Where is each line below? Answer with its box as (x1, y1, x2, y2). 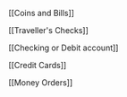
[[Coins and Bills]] (8, 8, 75, 18)
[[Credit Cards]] (8, 60, 67, 70)
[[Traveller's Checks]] (8, 25, 89, 35)
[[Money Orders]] (8, 77, 73, 88)
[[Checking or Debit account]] (8, 42, 119, 53)
